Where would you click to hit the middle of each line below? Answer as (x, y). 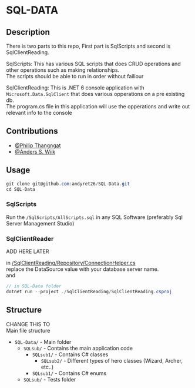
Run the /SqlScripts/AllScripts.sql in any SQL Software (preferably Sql (95, 217)
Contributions (32, 131)
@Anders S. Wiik (35, 151)
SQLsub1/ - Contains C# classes (70, 354)
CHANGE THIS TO (28, 324)
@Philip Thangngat (38, 145)
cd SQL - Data (21, 189)
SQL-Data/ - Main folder (43, 341)
